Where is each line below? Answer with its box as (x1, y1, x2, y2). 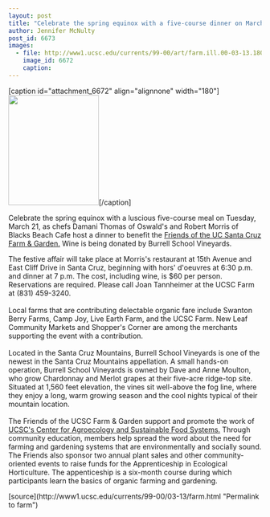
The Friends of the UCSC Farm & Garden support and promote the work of (8, 416, 255, 425)
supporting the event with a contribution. (8, 331, 143, 340)
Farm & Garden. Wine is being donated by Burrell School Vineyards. (8, 238, 232, 248)
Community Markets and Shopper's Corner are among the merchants (8, 322, 239, 332)
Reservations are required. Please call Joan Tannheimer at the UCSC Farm (8, 279, 255, 289)
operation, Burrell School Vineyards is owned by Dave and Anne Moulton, (8, 364, 252, 374)
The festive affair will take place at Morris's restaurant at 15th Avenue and (8, 254, 252, 263)
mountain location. (8, 399, 70, 409)
